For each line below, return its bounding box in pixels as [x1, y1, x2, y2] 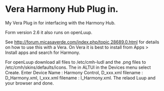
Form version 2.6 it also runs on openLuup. [5, 29, 93, 35]
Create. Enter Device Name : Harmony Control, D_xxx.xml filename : [5, 69, 143, 75]
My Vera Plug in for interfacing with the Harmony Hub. [5, 20, 116, 26]
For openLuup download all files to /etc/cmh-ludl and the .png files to [5, 59, 146, 65]
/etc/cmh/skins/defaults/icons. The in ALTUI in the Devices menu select [5, 64, 151, 70]
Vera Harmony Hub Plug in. [5, 3, 119, 15]
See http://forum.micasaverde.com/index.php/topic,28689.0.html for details [5, 39, 160, 45]
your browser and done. [5, 80, 54, 86]
